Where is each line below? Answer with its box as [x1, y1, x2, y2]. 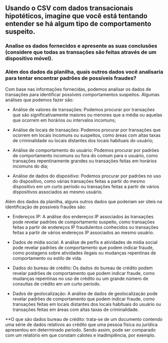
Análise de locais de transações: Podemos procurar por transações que [12, 127, 161, 133]
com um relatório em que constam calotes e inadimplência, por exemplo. [5, 332, 155, 338]
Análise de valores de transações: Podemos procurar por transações [12, 106, 155, 112]
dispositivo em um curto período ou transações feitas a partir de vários [12, 183, 159, 189]
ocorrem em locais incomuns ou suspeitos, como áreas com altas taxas [12, 132, 161, 138]
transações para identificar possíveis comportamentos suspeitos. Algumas [5, 91, 159, 97]
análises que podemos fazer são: [5, 97, 74, 103]
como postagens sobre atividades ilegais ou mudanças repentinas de [12, 250, 156, 256]
